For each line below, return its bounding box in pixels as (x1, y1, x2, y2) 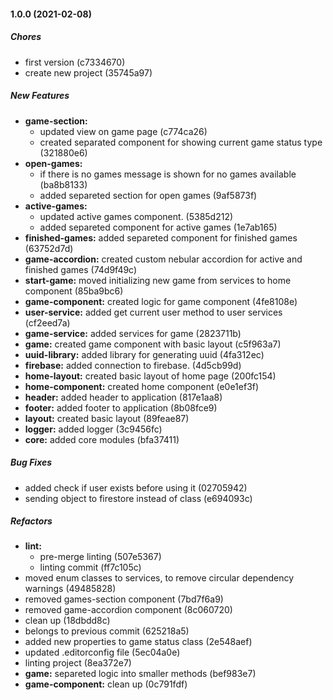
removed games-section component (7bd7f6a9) (24, 593, 224, 605)
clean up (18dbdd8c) (24, 615, 111, 627)
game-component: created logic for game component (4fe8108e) (24, 295, 298, 307)
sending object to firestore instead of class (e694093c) (24, 492, 253, 504)
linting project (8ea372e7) (24, 657, 132, 669)
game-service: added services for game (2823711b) (24, 327, 242, 339)
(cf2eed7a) (24, 316, 71, 329)
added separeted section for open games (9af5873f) (39, 189, 258, 201)
